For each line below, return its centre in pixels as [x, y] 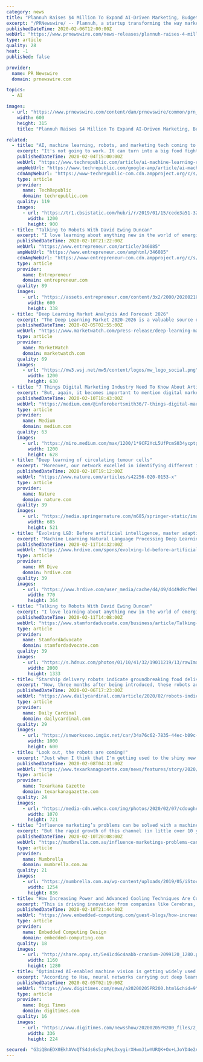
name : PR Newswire [35, 73]
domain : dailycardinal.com [56, 719]
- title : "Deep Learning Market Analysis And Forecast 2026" [90, 314]
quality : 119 [34, 202]
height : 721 [43, 820]
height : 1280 [44, 966]
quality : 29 [32, 724]
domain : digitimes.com [51, 1011]
